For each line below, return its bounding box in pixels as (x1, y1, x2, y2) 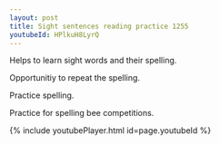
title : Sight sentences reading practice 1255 (9, 22, 189, 31)
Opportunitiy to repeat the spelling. (9, 72, 141, 83)
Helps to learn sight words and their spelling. (9, 55, 177, 66)
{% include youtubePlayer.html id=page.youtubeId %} (9, 125, 212, 136)
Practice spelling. (9, 90, 75, 101)
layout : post (9, 13, 59, 23)
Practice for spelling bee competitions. (9, 108, 155, 119)
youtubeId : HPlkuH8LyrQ (9, 30, 100, 39)
